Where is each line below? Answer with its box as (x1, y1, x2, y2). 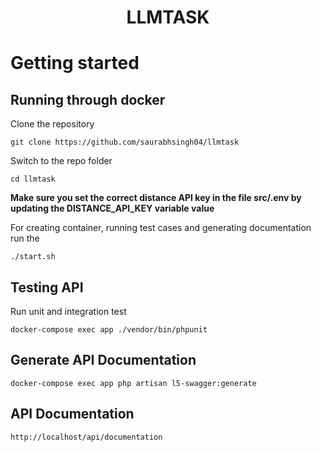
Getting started (10, 52, 140, 75)
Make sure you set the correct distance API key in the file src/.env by (10, 192, 302, 204)
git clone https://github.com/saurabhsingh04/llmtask (10, 137, 240, 148)
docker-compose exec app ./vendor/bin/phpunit (10, 325, 208, 335)
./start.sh (10, 252, 56, 262)
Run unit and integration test (10, 306, 127, 317)
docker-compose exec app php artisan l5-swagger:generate (10, 378, 257, 388)
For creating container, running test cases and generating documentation (10, 222, 312, 234)
